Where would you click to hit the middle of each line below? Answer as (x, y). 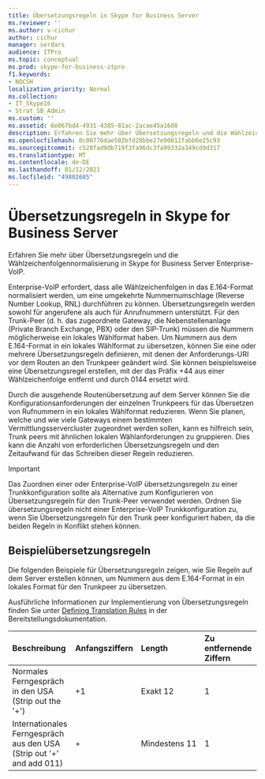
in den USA (33, 691)
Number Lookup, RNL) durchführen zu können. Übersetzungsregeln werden (132, 303)
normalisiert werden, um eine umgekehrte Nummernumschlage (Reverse (126, 295)
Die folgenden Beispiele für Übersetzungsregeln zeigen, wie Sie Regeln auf (130, 570)
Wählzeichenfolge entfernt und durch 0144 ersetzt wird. (99, 379)
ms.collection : (33, 96)
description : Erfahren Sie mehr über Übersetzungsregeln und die (118, 133)
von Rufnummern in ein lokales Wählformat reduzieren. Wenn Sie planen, (127, 411)
